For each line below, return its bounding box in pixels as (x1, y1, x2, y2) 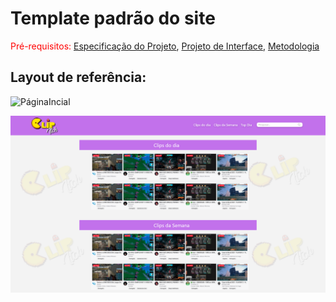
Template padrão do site (10, 7, 216, 30)
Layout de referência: (10, 69, 147, 86)
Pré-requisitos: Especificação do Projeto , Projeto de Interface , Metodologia (10, 40, 320, 52)
